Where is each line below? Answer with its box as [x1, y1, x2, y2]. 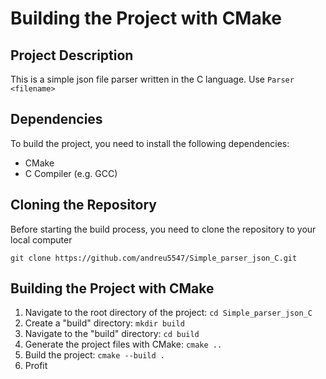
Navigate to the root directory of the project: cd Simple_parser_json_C [24, 307, 313, 319]
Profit [24, 360, 48, 372]
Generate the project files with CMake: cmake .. [24, 338, 223, 351]
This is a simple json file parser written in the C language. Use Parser [10, 73, 295, 85]
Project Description [10, 47, 134, 64]
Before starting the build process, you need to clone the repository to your [10, 223, 317, 235]
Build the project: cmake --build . [24, 349, 165, 361]
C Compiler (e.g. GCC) [24, 167, 118, 179]
